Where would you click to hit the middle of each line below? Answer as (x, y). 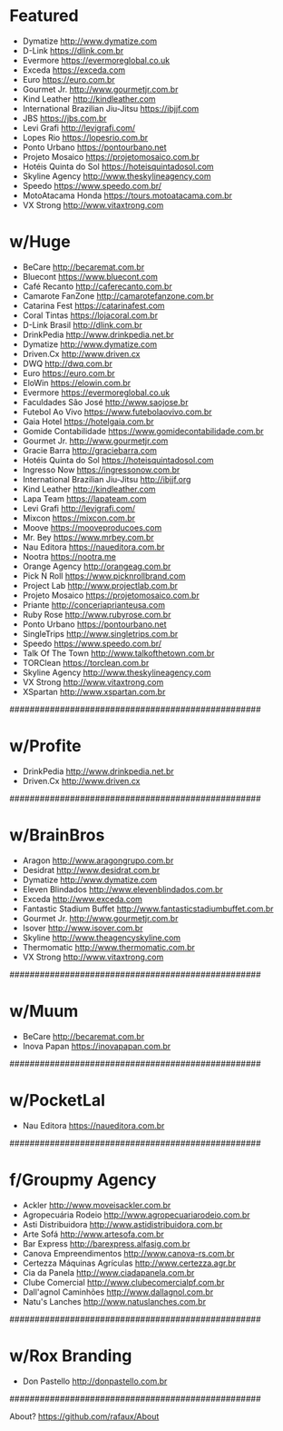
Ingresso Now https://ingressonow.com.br (101, 470)
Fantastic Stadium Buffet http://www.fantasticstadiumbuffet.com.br (148, 909)
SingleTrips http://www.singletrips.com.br (100, 633)
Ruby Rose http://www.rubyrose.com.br (97, 614)
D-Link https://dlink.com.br (73, 50)
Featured (44, 16)
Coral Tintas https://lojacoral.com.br (90, 315)
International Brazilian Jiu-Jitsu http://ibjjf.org (107, 479)
